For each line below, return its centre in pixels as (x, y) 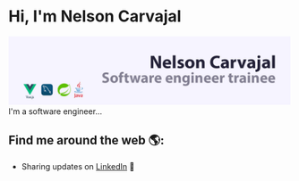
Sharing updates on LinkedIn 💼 (78, 166)
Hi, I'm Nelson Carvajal (95, 16)
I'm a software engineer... (56, 111)
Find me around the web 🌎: (86, 140)
